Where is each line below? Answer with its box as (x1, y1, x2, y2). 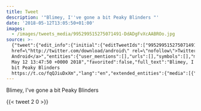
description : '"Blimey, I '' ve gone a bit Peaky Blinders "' (6, 14, 160, 20)
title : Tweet (6, 8, 39, 15)
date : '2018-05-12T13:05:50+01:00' (6, 20, 95, 26)
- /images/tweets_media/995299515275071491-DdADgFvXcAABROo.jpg (11, 31, 175, 37)
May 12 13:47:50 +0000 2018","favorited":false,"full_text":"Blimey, (11, 59, 188, 65)
